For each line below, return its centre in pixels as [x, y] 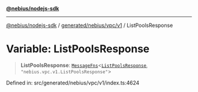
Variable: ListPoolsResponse [78, 49]
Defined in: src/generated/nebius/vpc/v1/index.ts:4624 [73, 83]
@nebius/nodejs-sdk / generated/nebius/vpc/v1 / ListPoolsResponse [90, 25]
